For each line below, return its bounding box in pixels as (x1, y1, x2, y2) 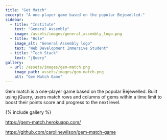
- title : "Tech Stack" (10, 50, 58, 55)
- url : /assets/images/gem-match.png (10, 65, 90, 70)
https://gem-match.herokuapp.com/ (5, 119, 81, 125)
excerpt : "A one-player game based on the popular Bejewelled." (5, 12, 145, 17)
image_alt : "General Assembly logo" (14, 41, 93, 46)
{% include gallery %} (5, 109, 52, 115)
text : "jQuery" (14, 55, 47, 61)
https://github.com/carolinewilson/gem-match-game (5, 129, 116, 135)
